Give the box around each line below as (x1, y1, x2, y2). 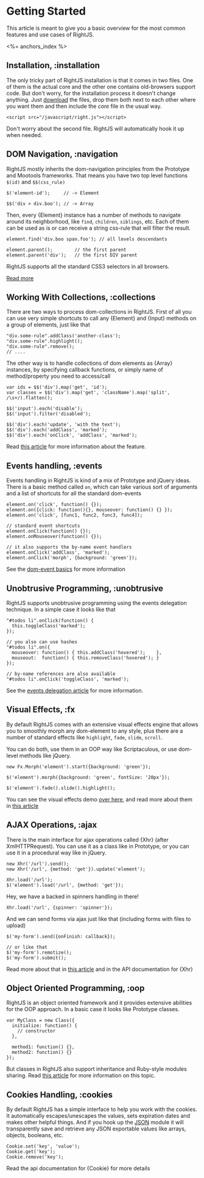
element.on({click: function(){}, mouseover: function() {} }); (6, 507, 173, 513)
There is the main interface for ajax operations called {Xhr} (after (6, 836, 169, 843)
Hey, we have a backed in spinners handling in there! (6, 892, 139, 900)
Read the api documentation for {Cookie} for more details (6, 1165, 150, 1172)
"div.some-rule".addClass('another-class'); (6, 333, 121, 339)
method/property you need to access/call (6, 373, 111, 380)
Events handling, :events (6, 460, 102, 471)
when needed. (6, 131, 43, 138)
